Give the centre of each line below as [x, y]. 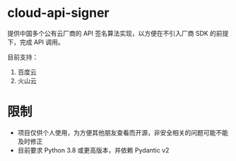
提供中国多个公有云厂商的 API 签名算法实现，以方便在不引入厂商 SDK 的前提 [118, 33]
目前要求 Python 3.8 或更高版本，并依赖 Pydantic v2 [93, 150]
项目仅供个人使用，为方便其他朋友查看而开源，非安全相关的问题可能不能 [123, 132]
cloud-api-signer [58, 13]
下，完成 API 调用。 [36, 42]
